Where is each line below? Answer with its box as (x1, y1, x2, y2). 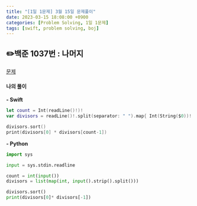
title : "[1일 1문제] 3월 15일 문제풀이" (6, 8, 96, 15)
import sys (6, 152, 33, 157)
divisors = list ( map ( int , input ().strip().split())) (6, 178, 139, 184)
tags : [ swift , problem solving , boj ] (6, 25, 99, 31)
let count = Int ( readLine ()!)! (6, 108, 83, 114)
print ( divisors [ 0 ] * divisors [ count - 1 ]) (6, 129, 108, 135)
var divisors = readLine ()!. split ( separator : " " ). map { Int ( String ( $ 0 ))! (6, 113, 192, 119)
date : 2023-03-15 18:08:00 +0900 (6, 14, 89, 20)
